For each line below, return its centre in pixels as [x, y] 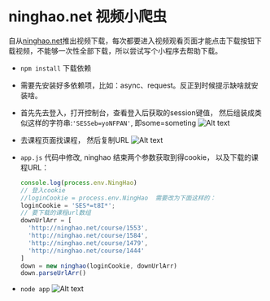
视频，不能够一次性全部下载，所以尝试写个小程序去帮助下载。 [118, 50]
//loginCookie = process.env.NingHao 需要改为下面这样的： [118, 198]
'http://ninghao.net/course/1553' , [88, 228]
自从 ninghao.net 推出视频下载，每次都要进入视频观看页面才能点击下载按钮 [132, 41]
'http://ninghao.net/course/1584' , [88, 236]
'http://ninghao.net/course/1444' [86, 251]
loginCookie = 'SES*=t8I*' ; [67, 205]
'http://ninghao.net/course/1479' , [88, 243]
